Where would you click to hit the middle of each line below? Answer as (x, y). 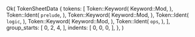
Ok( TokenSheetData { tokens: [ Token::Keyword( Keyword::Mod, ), (90, 9)
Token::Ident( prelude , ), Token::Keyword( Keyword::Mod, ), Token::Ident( (98, 15)
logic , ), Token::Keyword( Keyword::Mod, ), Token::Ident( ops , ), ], (88, 21)
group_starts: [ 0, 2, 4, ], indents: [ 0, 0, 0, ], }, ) (65, 27)
